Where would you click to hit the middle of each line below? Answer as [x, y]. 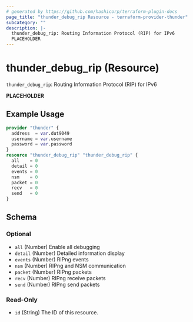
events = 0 [25, 171]
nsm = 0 [25, 177]
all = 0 [25, 161]
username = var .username [42, 139]
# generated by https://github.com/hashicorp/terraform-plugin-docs [92, 11]
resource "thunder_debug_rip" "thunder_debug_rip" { [72, 155]
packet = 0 [25, 182]
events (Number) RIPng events [52, 259]
